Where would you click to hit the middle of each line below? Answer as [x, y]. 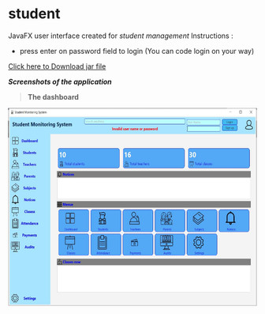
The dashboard [53, 96]
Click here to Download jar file [57, 66]
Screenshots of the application [60, 81]
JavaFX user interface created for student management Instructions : [121, 36]
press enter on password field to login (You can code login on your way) [137, 51]
